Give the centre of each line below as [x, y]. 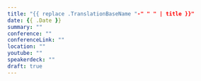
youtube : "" [25, 54]
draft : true [25, 66]
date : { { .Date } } [34, 20]
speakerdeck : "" [31, 60]
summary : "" [25, 27]
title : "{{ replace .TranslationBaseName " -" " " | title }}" [101, 14]
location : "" [27, 46]
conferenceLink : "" [36, 40]
